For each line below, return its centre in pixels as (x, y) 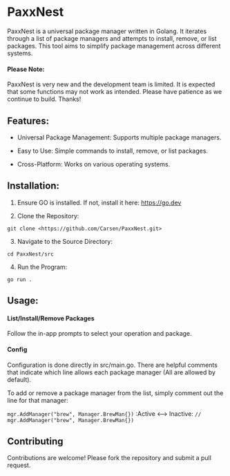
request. (19, 465)
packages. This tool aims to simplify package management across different (114, 46)
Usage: (23, 301)
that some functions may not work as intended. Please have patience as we (115, 92)
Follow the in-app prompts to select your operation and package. (99, 334)
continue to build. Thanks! (44, 99)
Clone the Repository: (48, 216)
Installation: (33, 186)
